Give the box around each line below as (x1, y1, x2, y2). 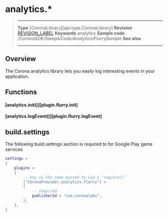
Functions (5, 88, 37, 96)
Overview (5, 55, 36, 63)
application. (5, 73, 29, 79)
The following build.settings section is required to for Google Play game (5, 141, 152, 147)
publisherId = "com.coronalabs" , (31, 193, 101, 198)
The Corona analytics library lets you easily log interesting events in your (5, 68, 155, 74)
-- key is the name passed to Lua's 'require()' (23, 174, 126, 180)
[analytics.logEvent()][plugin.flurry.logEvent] (5, 113, 102, 119)
